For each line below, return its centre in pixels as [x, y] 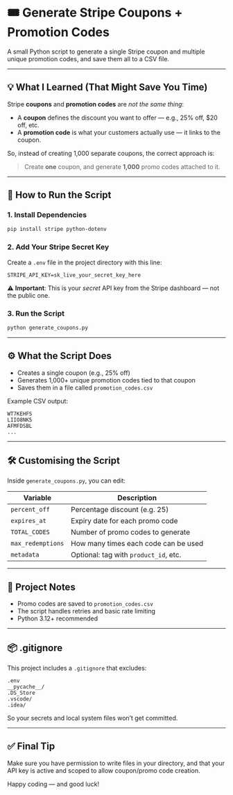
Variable [37, 498]
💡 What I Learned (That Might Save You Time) [107, 87]
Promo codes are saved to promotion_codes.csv [85, 604]
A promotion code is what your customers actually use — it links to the [119, 132]
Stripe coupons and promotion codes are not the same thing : [96, 104]
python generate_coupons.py [48, 328]
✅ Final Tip [31, 747]
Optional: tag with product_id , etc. [126, 555]
